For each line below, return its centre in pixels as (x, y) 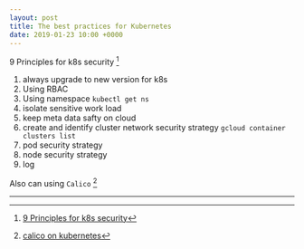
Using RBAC (45, 89)
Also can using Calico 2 (53, 182)
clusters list (49, 137)
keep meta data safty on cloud (79, 118)
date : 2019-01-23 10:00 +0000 (66, 34)
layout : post (34, 18)
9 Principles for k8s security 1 (64, 62)
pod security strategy (62, 145)
